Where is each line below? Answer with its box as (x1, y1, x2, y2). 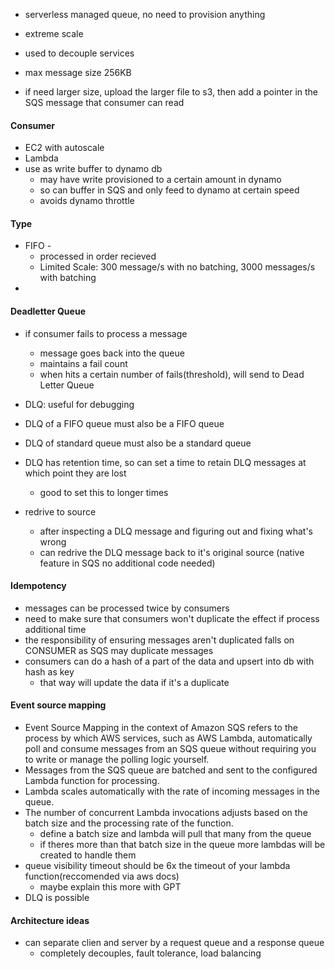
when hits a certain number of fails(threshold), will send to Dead (39, 368, 305, 380)
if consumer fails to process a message (24, 327, 188, 339)
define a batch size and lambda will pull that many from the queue (39, 828, 312, 840)
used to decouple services (24, 47, 135, 59)
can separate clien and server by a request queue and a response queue (24, 937, 325, 949)
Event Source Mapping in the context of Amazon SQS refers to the (24, 722, 298, 734)
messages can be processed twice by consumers (24, 602, 230, 614)
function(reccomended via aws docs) (24, 870, 180, 883)
